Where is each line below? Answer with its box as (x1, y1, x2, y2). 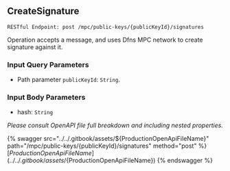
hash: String (16, 108, 54, 116)
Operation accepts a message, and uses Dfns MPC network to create (7, 36, 204, 44)
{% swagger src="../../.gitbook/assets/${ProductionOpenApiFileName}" (7, 135, 209, 143)
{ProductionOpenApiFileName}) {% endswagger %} (66, 157, 214, 165)
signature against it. (7, 42, 63, 51)
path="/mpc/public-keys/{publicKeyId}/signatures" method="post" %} (7, 142, 207, 150)
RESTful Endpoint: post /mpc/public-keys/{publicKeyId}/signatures (7, 23, 205, 30)
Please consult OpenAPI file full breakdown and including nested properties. (7, 121, 223, 129)
